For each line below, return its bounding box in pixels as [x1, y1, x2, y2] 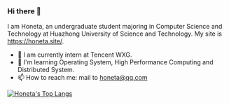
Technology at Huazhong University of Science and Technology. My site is [7, 29, 223, 38]
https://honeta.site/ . [7, 37, 64, 45]
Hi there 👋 [7, 6, 42, 16]
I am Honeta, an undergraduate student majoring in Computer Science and [7, 22, 223, 31]
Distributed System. [17, 66, 75, 74]
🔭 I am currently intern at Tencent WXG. [17, 50, 132, 59]
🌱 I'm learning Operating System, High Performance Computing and [17, 58, 214, 66]
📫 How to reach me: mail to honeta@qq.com [17, 73, 148, 82]
